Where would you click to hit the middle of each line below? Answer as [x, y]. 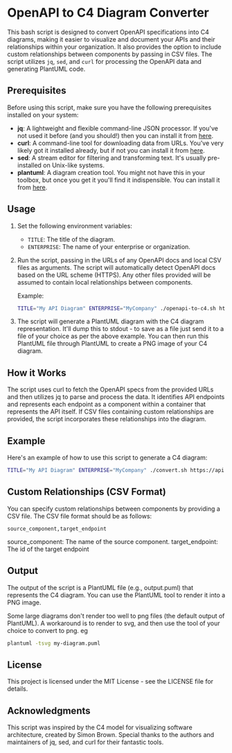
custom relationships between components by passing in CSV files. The [110, 54]
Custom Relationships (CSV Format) [87, 492]
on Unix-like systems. [74, 165]
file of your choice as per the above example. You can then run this [113, 336]
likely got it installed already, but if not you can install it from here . [111, 150]
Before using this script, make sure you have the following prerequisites [109, 107]
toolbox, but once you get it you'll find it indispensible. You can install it [118, 180]
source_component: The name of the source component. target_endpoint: [113, 541]
